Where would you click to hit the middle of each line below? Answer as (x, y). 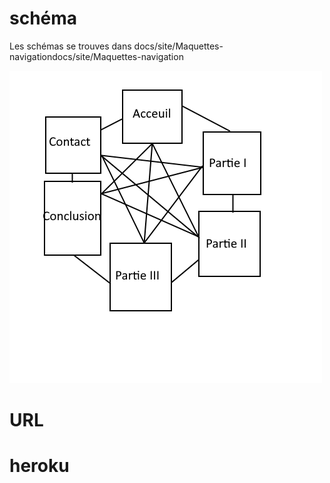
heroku (39, 466)
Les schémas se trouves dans (70, 46)
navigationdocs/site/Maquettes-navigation (96, 56)
